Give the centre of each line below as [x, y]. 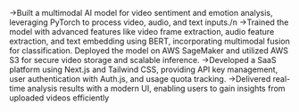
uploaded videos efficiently [59, 98]
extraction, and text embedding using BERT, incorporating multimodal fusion [149, 41]
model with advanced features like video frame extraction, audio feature [142, 32]
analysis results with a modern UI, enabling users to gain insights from [156, 88]
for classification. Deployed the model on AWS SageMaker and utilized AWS [149, 51]
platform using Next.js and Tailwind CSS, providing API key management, [144, 69]
